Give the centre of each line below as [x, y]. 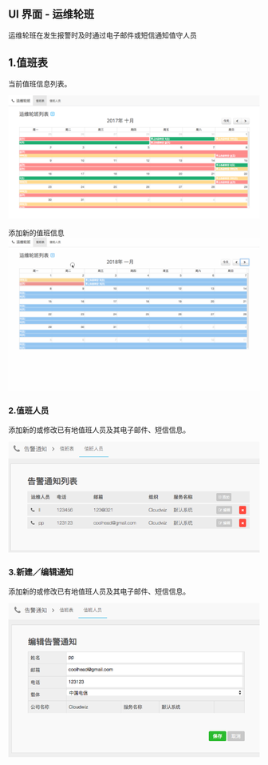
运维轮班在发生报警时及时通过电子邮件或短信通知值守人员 [102, 35]
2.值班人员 [29, 411]
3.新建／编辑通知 [41, 572]
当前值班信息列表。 [40, 83]
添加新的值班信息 [36, 233]
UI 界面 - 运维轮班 [51, 14]
